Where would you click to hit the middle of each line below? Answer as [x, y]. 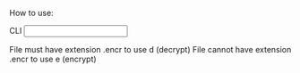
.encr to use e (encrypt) [53, 59]
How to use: [31, 13]
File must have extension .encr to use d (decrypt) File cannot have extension [150, 49]
